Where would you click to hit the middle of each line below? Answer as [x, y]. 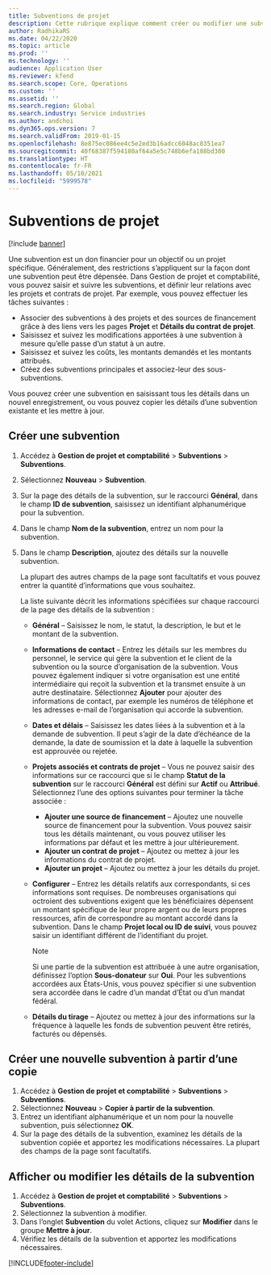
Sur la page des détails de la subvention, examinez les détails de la [131, 1134]
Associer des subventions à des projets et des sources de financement [138, 318]
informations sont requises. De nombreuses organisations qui [134, 892]
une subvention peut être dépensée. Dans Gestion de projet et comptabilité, [134, 276]
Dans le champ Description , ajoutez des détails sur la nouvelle [124, 552]
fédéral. [45, 1001]
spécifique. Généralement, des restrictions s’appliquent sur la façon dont [129, 267]
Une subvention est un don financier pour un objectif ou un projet [117, 259]
